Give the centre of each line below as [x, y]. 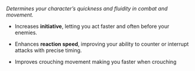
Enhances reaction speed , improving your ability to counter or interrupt [102, 44]
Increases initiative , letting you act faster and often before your [92, 26]
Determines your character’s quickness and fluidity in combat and [87, 9]
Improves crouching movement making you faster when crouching [95, 62]
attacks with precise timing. [48, 50]
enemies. [26, 33]
